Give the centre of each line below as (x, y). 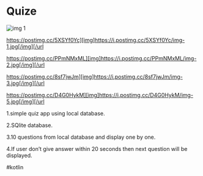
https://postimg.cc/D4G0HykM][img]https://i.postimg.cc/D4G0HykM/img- (100, 95)
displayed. (19, 155)
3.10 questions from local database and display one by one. (81, 137)
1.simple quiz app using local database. (56, 113)
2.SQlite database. (30, 125)
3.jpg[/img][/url (25, 83)
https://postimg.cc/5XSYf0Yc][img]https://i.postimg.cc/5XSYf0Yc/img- (96, 40)
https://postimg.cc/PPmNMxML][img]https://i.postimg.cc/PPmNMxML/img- (102, 58)
